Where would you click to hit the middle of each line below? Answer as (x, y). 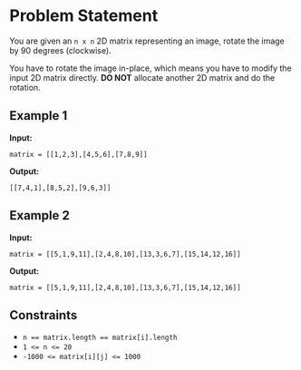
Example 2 (39, 215)
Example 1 (39, 116)
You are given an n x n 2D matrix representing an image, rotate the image (147, 41)
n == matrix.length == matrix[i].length (100, 338)
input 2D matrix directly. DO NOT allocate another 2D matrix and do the (142, 77)
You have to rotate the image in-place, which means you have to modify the (150, 68)
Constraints (44, 315)
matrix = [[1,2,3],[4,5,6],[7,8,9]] (78, 154)
